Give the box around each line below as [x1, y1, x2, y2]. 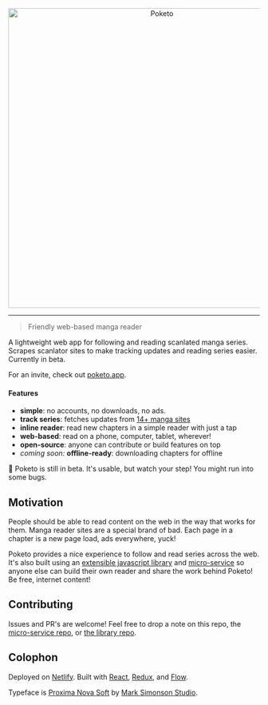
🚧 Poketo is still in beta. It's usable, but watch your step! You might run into [8, 464, 254, 474]
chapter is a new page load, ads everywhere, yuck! [8, 534, 176, 544]
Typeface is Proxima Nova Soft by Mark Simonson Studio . [8, 687, 198, 697]
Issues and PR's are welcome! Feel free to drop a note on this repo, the [8, 619, 242, 628]
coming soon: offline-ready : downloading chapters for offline [19, 448, 223, 458]
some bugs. [8, 472, 48, 482]
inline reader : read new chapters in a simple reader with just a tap [19, 423, 238, 432]
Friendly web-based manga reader [27, 322, 142, 331]
